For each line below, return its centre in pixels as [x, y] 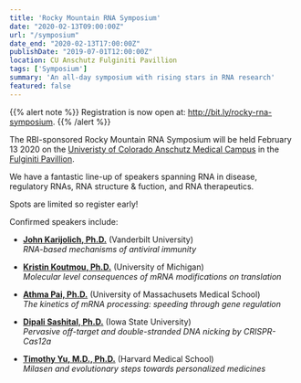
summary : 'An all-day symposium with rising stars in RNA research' [142, 78]
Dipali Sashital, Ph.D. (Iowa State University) [107, 322]
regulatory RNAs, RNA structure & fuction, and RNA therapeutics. [132, 186]
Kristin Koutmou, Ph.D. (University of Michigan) [114, 267]
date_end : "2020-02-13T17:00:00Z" [75, 43]
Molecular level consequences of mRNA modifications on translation [152, 276]
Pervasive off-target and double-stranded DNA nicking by [132, 331]
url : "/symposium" [44, 35]
